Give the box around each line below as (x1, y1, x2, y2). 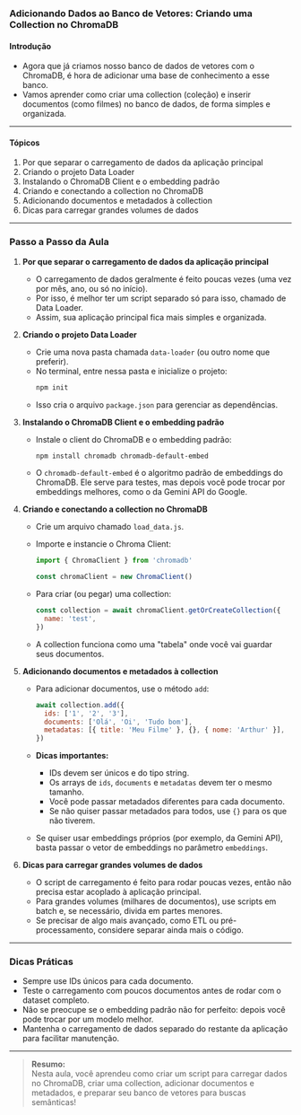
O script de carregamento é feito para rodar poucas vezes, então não (35, 877, 292, 888)
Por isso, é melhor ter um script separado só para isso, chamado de (35, 293, 287, 303)
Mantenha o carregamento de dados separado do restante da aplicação (21, 1023, 288, 1034)
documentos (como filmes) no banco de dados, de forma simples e (21, 99, 271, 110)
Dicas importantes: (35, 751, 109, 761)
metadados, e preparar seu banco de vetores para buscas (30, 1087, 246, 1098)
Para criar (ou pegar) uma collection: (35, 589, 172, 600)
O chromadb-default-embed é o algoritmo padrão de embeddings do (35, 468, 284, 478)
